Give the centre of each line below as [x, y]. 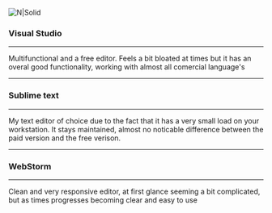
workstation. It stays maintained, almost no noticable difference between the [136, 129]
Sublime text [34, 95]
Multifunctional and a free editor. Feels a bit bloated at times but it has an [130, 58]
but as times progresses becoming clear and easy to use [103, 200]
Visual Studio [35, 33]
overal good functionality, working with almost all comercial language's [127, 67]
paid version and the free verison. [65, 138]
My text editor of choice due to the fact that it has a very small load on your [134, 120]
